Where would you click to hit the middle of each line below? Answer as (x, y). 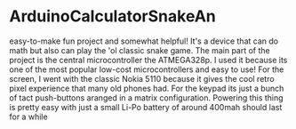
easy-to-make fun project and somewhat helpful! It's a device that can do (144, 41)
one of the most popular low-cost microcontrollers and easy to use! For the (147, 69)
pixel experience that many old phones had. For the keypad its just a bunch (147, 88)
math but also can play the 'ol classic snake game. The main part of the (140, 50)
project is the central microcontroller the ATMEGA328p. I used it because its (148, 60)
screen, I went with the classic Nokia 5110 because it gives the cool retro (142, 78)
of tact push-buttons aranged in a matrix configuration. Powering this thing (146, 97)
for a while (28, 117)
